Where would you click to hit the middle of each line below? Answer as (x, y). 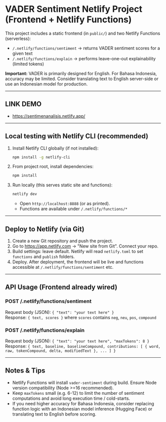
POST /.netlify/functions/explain (45, 330)
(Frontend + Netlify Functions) (68, 20)
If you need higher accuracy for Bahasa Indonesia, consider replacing (83, 403)
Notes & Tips (25, 371)
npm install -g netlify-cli (41, 157)
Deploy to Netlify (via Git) (45, 229)
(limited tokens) (28, 64)
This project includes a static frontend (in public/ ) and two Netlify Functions (83, 33)
